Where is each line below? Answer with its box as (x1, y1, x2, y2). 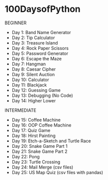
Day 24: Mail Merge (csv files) (11, 164, 74, 170)
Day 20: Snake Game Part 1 (11, 143, 68, 149)
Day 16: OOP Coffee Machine (11, 122, 71, 128)
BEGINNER (4, 20, 27, 26)
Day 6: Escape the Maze (11, 55, 62, 61)
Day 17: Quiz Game (11, 127, 51, 133)
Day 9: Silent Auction (11, 71, 55, 77)
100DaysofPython (4, 3, 81, 15)
